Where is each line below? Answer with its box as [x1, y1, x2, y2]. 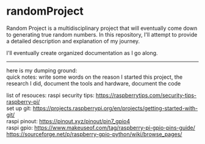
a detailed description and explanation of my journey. [6, 37, 140, 45]
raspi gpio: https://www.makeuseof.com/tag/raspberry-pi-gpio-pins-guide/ [6, 124, 195, 131]
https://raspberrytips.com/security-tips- [95, 92, 197, 99]
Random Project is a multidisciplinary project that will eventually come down [6, 24, 198, 32]
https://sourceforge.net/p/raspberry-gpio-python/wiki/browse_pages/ [6, 130, 182, 138]
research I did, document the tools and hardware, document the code [6, 79, 181, 87]
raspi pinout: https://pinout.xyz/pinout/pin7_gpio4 [6, 117, 131, 124]
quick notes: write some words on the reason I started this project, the [6, 73, 183, 81]
